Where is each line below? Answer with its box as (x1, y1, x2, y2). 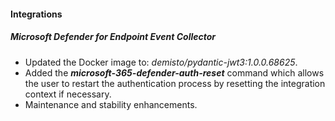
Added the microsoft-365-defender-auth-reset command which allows (24, 66, 325, 79)
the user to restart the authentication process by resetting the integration (24, 77, 326, 89)
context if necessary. (24, 88, 112, 100)
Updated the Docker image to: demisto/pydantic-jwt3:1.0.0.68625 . (24, 56, 298, 68)
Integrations (10, 8, 63, 20)
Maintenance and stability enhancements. (24, 98, 198, 110)
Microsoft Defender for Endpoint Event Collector (10, 31, 217, 43)
